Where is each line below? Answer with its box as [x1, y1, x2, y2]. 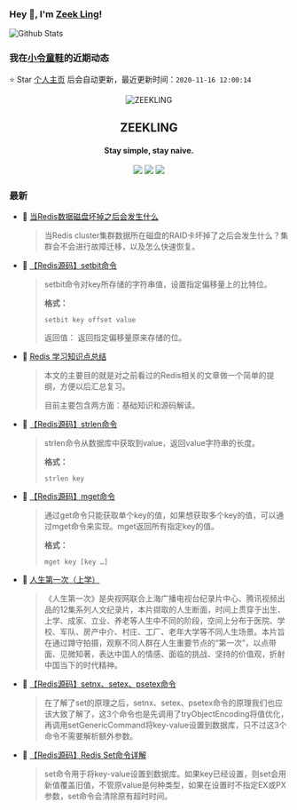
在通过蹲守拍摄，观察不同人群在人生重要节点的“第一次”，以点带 [43, 638, 277, 648]
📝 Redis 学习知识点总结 [21, 351, 107, 362]
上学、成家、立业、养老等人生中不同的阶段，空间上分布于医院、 [43, 615, 277, 626]
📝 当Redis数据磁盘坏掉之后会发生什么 [21, 211, 160, 222]
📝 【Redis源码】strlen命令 [21, 419, 118, 430]
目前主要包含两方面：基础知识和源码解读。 [43, 400, 200, 411]
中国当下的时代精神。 [43, 660, 122, 671]
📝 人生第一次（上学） [21, 575, 100, 585]
